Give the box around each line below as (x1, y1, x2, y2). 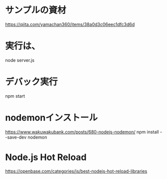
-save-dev (5, 134, 27, 140)
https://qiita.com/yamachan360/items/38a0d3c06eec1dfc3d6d (5, 21, 135, 27)
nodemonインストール (5, 112, 98, 123)
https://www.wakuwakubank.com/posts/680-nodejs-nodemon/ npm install (5, 129, 159, 135)
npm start (5, 93, 25, 99)
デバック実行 (5, 76, 58, 88)
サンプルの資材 (5, 4, 66, 16)
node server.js (5, 57, 35, 63)
